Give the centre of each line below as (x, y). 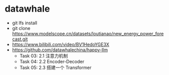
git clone (21, 28)
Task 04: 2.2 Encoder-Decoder (52, 61)
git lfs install (25, 23)
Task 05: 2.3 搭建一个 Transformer (55, 67)
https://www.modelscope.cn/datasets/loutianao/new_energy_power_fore (88, 33)
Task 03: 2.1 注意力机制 (44, 56)
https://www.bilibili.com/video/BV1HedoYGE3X (61, 44)
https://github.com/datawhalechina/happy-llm (60, 50)
